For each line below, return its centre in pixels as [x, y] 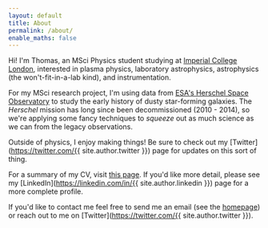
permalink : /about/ [41, 30]
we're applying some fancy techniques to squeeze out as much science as [131, 118]
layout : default [35, 16]
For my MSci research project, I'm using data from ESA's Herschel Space [129, 93]
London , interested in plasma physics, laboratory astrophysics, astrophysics [134, 69]
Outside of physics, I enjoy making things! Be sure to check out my [118, 142]
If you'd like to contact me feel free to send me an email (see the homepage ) [134, 207]
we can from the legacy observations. [71, 127]
